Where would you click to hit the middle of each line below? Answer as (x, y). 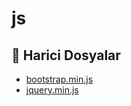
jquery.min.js (52, 90)
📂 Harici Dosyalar (66, 55)
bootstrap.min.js (59, 79)
